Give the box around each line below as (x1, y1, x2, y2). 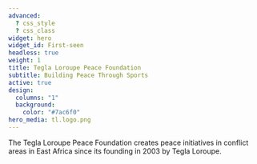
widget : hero (8, 34, 52, 42)
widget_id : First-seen (8, 42, 84, 50)
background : (15, 101, 56, 109)
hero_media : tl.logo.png (8, 116, 91, 124)
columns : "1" (15, 94, 59, 102)
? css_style (15, 19, 56, 27)
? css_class (15, 26, 56, 34)
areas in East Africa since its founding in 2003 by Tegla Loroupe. (8, 146, 222, 156)
